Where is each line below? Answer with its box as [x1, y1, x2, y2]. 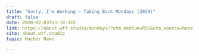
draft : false [6, 14, 39, 20]
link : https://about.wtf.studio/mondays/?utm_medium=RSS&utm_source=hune [6, 25, 194, 31]
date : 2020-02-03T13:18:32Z [6, 19, 76, 25]
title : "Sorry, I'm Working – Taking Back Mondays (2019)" [6, 8, 156, 15]
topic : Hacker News [6, 36, 55, 42]
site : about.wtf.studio [6, 31, 66, 37]
